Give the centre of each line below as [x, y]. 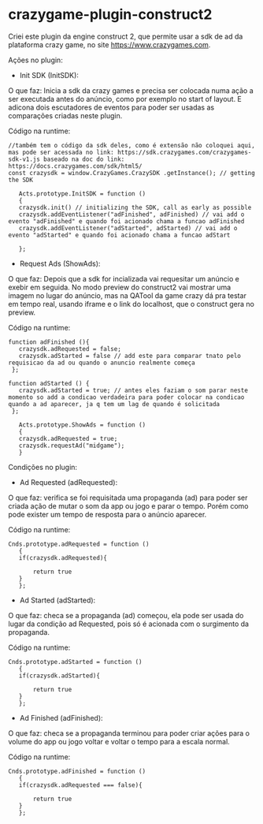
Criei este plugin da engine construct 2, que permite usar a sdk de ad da [126, 36]
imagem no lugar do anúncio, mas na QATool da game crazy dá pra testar [127, 295]
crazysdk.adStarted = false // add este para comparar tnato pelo [130, 356]
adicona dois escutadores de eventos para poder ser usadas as [111, 107]
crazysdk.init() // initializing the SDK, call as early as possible [135, 207]
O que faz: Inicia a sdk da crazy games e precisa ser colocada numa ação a [131, 90]
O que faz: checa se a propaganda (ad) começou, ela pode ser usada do [126, 615]
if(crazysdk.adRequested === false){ [81, 785]
